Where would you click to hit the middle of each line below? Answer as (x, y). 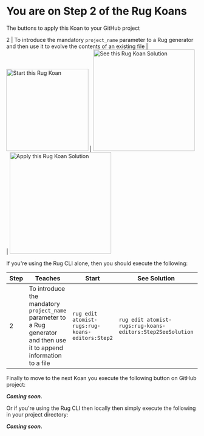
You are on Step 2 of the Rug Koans (97, 11)
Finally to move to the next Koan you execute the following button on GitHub (101, 378)
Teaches (48, 278)
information (45, 355)
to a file (39, 363)
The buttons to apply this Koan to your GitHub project (73, 28)
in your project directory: (37, 414)
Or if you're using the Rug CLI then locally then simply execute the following (101, 408)
